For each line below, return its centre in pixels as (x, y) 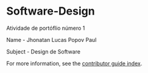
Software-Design (51, 11)
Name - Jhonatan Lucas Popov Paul (51, 40)
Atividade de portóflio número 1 (46, 28)
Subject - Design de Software (44, 51)
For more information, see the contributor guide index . (74, 63)
